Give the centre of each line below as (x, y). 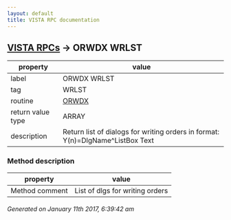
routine (22, 101)
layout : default (30, 13)
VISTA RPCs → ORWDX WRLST (75, 48)
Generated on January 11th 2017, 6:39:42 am (71, 209)
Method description (41, 161)
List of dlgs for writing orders (121, 190)
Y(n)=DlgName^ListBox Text (109, 140)
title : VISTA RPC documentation (53, 20)
